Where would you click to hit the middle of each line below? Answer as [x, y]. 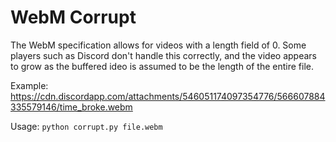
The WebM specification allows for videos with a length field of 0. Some [158, 45]
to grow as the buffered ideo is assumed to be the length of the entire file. [162, 66]
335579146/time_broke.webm [71, 107]
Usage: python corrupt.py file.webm [86, 126]
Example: [29, 85]
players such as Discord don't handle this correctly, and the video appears [163, 55]
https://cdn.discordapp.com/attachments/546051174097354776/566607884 [168, 96]
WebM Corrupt [73, 17]
